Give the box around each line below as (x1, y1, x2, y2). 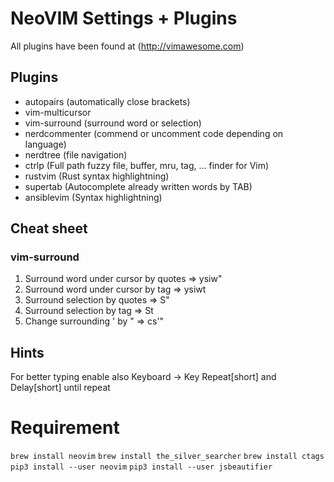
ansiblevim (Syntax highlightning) (24, 191, 163, 203)
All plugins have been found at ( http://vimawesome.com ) (10, 40, 245, 52)
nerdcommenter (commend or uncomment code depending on (24, 127, 284, 139)
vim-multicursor (24, 106, 92, 118)
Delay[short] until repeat (10, 382, 111, 394)
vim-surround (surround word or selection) (24, 117, 202, 129)
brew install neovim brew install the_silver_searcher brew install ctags (10, 452, 325, 462)
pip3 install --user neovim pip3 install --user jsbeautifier (10, 462, 273, 472)
